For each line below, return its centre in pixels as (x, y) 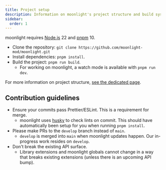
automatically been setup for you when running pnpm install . (82, 126)
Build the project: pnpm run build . (46, 62)
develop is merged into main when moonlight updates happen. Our (87, 136)
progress (29, 141)
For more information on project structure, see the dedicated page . (73, 82)
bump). (27, 163)
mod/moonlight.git (31, 52)
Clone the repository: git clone (44, 47)
